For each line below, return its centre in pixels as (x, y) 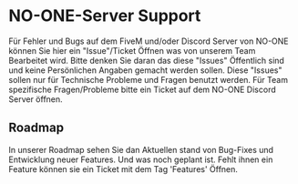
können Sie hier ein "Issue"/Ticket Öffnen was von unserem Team (132, 50)
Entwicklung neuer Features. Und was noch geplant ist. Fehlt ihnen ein (141, 159)
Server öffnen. (36, 99)
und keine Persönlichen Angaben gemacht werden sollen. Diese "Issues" (145, 70)
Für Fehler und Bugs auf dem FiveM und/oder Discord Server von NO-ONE (149, 41)
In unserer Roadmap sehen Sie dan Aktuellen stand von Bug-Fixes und (141, 149)
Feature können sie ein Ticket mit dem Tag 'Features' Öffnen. (123, 169)
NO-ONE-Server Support (105, 16)
